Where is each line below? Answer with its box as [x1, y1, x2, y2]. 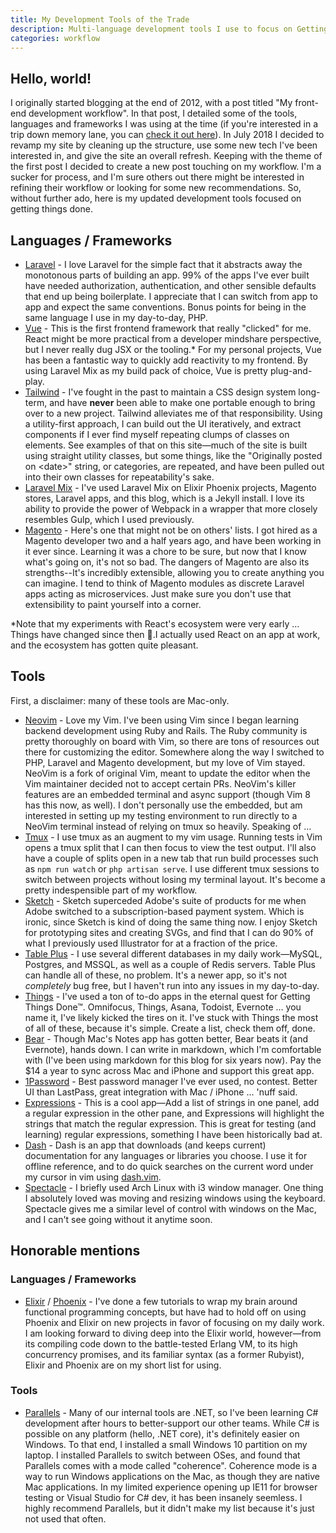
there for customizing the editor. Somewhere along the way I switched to [24, 746, 325, 758]
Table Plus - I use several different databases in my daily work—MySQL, [24, 947, 323, 960]
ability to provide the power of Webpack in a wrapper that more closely [24, 503, 318, 515]
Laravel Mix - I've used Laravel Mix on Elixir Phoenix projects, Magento [24, 482, 317, 493]
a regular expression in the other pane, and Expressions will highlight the [24, 1107, 325, 1119]
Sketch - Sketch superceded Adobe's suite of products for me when [24, 894, 307, 906]
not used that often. [24, 1512, 107, 1525]
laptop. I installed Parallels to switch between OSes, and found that [24, 1449, 301, 1461]
